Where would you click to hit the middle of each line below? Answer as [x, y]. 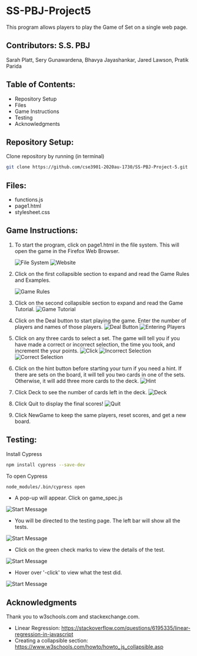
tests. [21, 527]
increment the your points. [46, 351]
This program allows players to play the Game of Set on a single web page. [97, 27]
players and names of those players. [59, 327]
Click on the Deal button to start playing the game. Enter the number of [101, 320]
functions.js [29, 200]
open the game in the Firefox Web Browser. [67, 251]
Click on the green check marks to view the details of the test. [90, 550]
